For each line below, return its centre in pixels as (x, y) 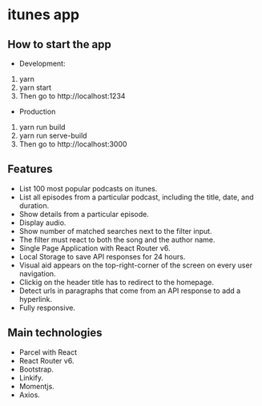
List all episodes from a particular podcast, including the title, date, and (136, 197)
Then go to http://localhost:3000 (73, 144)
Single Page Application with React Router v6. (95, 248)
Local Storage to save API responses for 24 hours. (102, 256)
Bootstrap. (36, 369)
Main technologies (55, 333)
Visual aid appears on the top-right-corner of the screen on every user (136, 265)
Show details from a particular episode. (84, 214)
